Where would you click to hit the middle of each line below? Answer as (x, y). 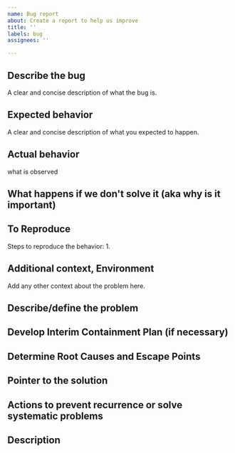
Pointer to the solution (58, 381)
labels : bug (25, 34)
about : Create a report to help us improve (73, 21)
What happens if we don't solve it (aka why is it (114, 194)
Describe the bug (46, 75)
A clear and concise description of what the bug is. (82, 92)
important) (32, 204)
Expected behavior (50, 115)
